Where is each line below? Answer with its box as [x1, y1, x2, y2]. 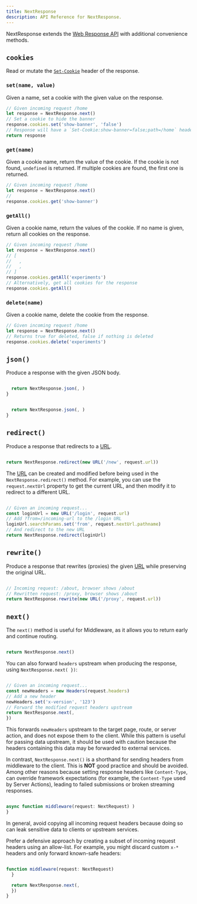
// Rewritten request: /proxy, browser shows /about [6, 591, 138, 597]
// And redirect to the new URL [6, 527, 85, 533]
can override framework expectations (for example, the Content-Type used [6, 775, 186, 782]
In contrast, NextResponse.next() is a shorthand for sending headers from [6, 756, 184, 763]
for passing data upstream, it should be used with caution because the [6, 739, 177, 746]
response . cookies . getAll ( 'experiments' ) [6, 275, 107, 280]
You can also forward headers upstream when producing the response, [6, 660, 177, 666]
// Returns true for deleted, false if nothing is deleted [6, 333, 154, 339]
